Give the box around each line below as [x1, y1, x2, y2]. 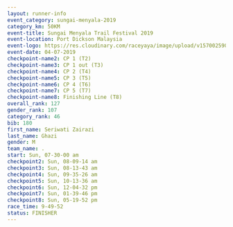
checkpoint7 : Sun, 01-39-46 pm [7, 190, 98, 197]
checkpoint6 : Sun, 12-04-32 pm [7, 184, 98, 191]
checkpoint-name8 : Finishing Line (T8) [7, 94, 123, 101]
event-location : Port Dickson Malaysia [7, 36, 123, 43]
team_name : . [7, 145, 45, 152]
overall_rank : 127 [7, 100, 60, 107]
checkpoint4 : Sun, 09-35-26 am [7, 171, 98, 178]
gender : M [7, 139, 36, 146]
